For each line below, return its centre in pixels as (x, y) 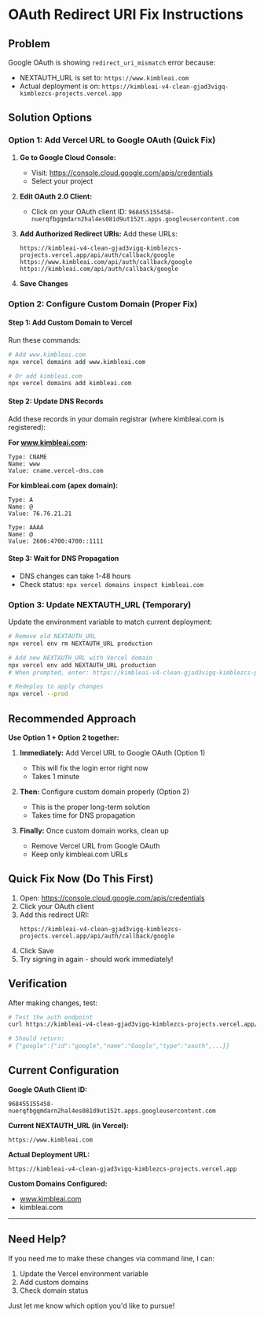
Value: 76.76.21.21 (40, 514)
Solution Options (50, 118)
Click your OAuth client (57, 906)
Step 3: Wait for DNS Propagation (64, 559)
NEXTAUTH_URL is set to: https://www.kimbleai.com (104, 78)
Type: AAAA (26, 527)
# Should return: (37, 1039)
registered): (27, 427)
